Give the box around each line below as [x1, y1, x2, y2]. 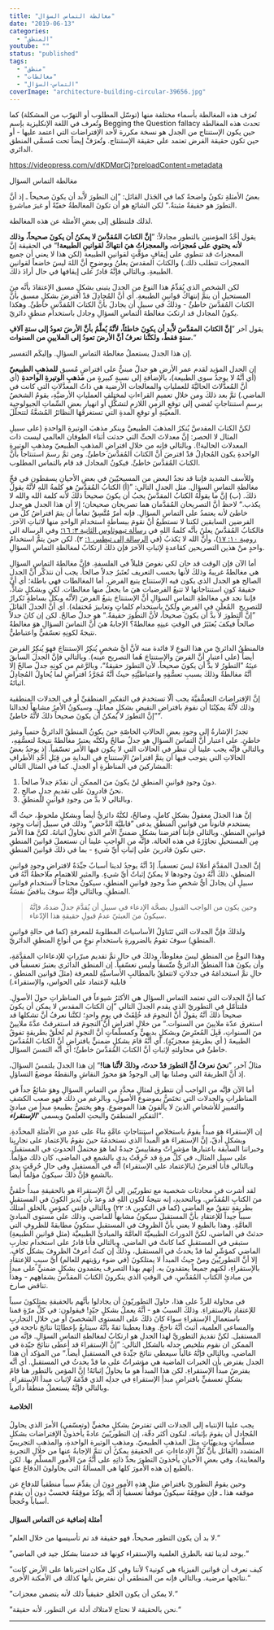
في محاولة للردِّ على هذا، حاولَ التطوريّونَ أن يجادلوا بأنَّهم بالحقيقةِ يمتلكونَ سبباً [9, 1296, 246, 1306]
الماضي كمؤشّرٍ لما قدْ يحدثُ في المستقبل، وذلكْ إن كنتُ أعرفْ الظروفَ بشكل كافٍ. [9, 1246, 261, 1256]
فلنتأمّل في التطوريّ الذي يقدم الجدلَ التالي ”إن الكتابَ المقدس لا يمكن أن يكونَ [9, 1002, 248, 1012]
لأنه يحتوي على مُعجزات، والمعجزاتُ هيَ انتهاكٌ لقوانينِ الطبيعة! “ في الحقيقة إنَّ [9, 241, 242, 251]
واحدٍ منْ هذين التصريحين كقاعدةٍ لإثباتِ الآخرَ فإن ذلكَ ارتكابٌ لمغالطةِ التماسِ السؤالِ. [9, 543, 265, 553]
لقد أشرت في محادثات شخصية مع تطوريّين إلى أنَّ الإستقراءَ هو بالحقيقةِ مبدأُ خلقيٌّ [9, 1186, 256, 1195]
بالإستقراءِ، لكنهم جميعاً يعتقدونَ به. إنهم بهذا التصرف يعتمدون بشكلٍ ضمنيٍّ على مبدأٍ [9, 1263, 260, 1274]
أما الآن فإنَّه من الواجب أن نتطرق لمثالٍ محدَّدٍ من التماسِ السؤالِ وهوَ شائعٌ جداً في [9, 1085, 254, 1095]
